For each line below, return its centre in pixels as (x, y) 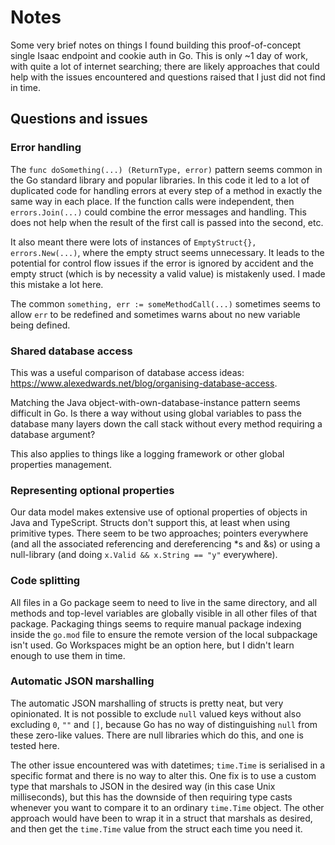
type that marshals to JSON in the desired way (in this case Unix (143, 786)
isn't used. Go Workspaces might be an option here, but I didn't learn (152, 645)
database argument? (53, 434)
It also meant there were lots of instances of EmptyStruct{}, (133, 242)
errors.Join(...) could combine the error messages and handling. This (158, 212)
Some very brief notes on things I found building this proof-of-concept (156, 45)
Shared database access (71, 351)
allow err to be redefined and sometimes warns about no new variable (155, 314)
